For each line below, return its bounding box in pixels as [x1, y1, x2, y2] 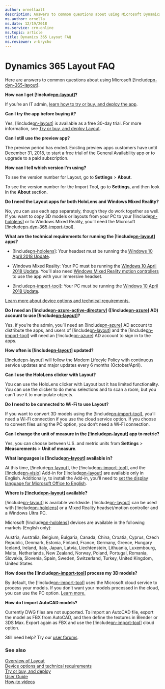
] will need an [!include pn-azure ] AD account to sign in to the [27, 332, 151, 338]
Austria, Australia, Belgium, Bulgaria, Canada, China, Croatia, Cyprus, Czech [5, 534, 160, 540]
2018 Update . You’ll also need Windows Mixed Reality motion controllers [12, 268, 159, 274]
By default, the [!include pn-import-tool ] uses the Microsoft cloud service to [5, 580, 158, 586]
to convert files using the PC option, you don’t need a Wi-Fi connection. [5, 421, 150, 427]
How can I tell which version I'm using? [5, 165, 86, 171]
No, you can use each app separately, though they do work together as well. [5, 208, 160, 214]
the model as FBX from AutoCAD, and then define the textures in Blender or [5, 614, 158, 620]
